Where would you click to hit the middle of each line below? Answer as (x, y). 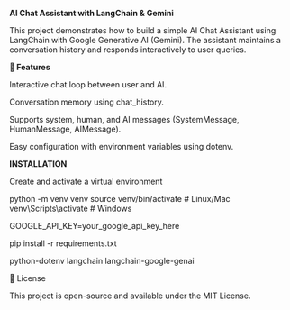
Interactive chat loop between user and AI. (88, 84)
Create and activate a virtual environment (86, 181)
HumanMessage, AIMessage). (65, 129)
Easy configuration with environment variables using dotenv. (122, 146)
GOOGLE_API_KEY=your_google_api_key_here (95, 226)
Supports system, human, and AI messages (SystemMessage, (125, 119)
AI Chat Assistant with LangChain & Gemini (91, 13)
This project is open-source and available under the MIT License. (130, 296)
